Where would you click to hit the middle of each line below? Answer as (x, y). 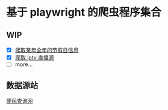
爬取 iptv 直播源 (34, 58)
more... (24, 64)
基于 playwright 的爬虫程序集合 (84, 12)
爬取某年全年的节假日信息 (47, 50)
